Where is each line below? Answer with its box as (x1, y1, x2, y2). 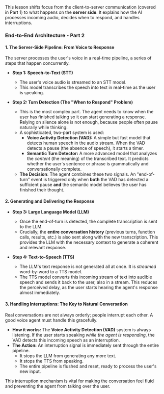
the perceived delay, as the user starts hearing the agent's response (19, 285, 158, 290)
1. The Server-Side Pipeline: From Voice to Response (5, 44, 114, 50)
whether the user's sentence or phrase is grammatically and (27, 161, 149, 167)
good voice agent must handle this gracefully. (5, 317, 98, 323)
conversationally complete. (27, 166, 82, 172)
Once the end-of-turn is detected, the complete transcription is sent (19, 218, 158, 225)
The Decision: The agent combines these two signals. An (19, 171, 136, 177)
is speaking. (19, 90, 44, 96)
